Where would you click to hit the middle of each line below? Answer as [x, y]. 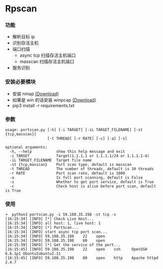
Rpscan [21, 9]
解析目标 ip [24, 37]
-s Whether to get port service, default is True [82, 182]
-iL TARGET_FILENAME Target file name [51, 160]
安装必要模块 [21, 82]
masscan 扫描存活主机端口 [47, 62]
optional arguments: [27, 147]
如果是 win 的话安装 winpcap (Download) [54, 100]
